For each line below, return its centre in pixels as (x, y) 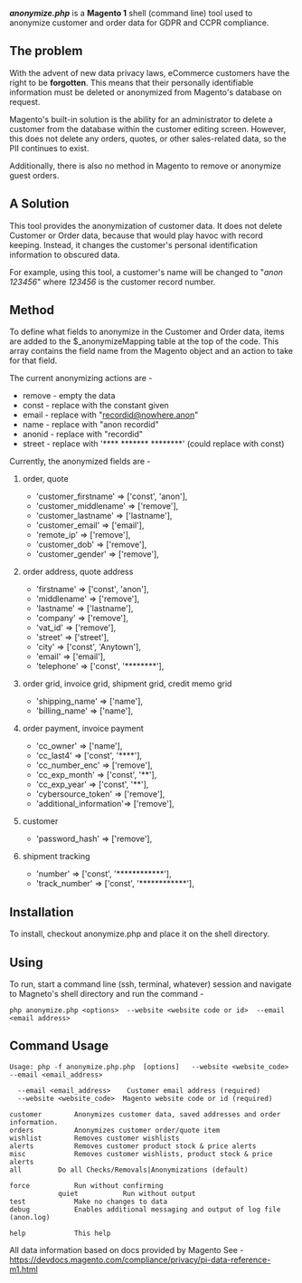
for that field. (33, 360)
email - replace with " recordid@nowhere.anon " (110, 415)
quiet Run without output (127, 1193)
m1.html (24, 1269)
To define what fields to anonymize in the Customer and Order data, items (147, 332)
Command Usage (59, 1046)
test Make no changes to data (89, 1202)
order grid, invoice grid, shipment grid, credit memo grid (127, 684)
